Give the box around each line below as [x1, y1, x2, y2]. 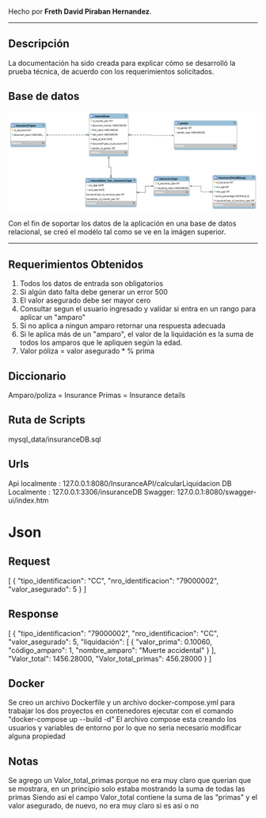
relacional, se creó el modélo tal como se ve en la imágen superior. [8, 227, 226, 237]
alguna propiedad [8, 731, 66, 741]
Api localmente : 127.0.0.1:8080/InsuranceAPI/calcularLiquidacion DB [8, 478, 232, 488]
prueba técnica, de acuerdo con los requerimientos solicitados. [8, 67, 215, 76]
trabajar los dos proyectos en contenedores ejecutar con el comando [8, 706, 234, 716]
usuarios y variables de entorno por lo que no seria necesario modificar [8, 723, 241, 733]
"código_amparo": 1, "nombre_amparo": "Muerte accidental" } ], [8, 645, 216, 654]
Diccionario [8, 369, 66, 383]
